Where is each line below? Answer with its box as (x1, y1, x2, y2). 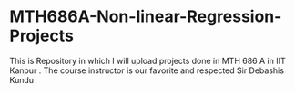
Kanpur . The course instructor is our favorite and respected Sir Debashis (9, 65, 285, 76)
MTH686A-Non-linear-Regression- (9, 6, 282, 27)
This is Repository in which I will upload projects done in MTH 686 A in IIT (9, 55, 286, 66)
